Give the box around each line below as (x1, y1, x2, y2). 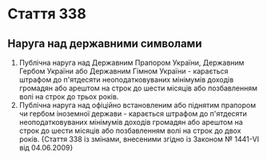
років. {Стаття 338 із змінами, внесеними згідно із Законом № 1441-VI (18, 134, 260, 144)
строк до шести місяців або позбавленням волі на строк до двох (18, 126, 241, 135)
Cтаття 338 (7, 5, 87, 23)
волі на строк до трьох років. (18, 92, 119, 101)
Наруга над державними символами (7, 37, 202, 50)
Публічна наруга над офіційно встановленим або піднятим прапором (18, 101, 257, 110)
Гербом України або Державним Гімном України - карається (18, 66, 229, 76)
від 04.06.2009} (18, 143, 74, 152)
